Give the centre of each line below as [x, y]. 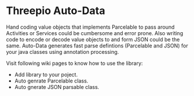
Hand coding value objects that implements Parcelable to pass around [91, 27]
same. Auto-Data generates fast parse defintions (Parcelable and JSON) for [97, 46]
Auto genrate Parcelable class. [51, 81]
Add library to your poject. [46, 74]
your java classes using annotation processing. [63, 52]
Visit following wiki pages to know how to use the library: [75, 63]
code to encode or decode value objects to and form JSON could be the [93, 39]
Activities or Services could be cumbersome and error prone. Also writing [95, 33]
